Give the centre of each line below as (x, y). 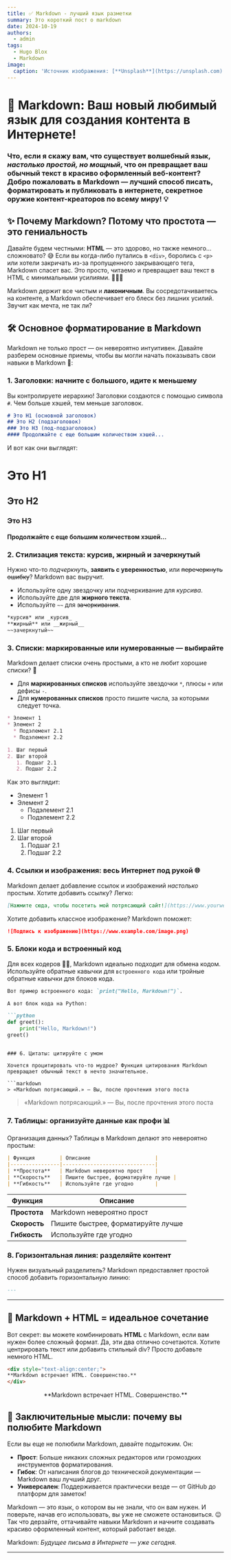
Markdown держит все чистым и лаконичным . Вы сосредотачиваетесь (112, 291)
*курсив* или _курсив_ (40, 618)
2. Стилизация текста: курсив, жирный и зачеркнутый (104, 555)
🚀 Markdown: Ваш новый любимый (112, 105)
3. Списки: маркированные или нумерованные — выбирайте (115, 648)
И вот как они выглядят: (42, 448)
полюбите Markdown (54, 1428)
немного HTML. (30, 1356)
